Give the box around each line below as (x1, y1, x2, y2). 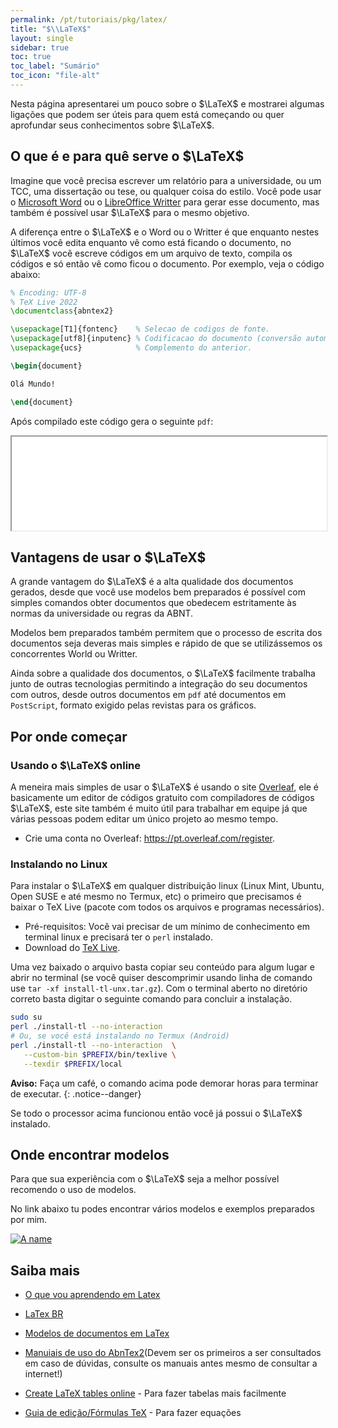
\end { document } (10, 397, 74, 407)
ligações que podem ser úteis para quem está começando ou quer (10, 108, 285, 120)
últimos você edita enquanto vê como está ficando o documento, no (10, 236, 292, 248)
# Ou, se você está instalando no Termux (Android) (10, 1031, 230, 1041)
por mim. (10, 1214, 48, 1226)
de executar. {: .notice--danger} (10, 1087, 142, 1100)
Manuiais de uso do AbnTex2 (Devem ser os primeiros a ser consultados (24, 1347, 322, 1359)
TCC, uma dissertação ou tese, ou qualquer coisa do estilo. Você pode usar (10, 185, 322, 197)
